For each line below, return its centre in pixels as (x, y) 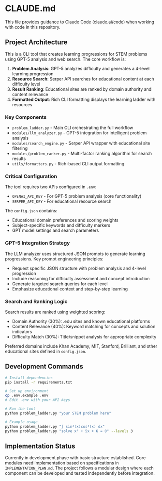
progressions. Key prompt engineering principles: (54, 259)
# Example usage (21, 422)
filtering (20, 148)
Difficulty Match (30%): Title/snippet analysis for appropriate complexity (84, 337)
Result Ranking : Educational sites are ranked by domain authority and (82, 89)
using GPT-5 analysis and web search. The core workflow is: (66, 59)
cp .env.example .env (27, 396)
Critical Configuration (31, 176)
